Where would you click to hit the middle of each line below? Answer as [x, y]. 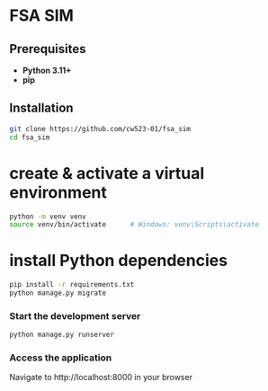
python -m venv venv [48, 217]
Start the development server [75, 315]
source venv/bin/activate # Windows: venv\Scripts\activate [134, 225]
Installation [41, 108]
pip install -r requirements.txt [72, 285]
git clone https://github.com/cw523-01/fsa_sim [100, 129]
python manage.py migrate [58, 293]
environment [58, 192]
